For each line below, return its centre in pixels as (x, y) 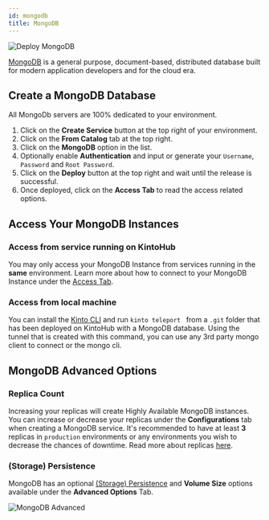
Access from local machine (63, 302)
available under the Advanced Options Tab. (81, 492)
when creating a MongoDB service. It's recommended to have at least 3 (127, 428)
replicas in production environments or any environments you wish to (123, 436)
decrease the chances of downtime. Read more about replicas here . (121, 445)
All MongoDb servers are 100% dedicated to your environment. (113, 115)
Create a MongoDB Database (82, 95)
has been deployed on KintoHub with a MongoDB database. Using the (124, 328)
